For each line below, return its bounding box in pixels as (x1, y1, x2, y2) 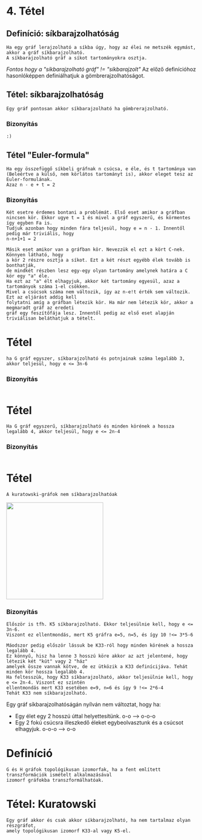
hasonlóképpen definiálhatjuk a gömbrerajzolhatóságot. (6, 72, 145, 79)
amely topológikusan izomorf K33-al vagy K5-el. (6, 828, 131, 834)
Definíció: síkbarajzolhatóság (6, 28, 120, 39)
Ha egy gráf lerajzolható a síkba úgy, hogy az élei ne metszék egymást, (6, 44, 197, 50)
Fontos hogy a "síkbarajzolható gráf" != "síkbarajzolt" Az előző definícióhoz (6, 65, 197, 73)
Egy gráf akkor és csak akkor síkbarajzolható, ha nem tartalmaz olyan (6, 817, 191, 823)
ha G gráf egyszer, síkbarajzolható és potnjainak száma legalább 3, (6, 356, 186, 362)
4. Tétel (6, 4, 45, 18)
